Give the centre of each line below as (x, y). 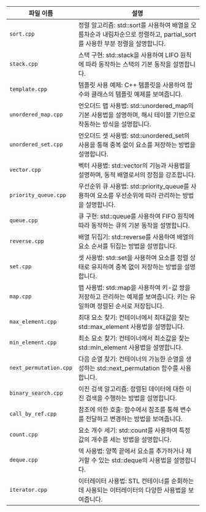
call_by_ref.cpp (33, 414)
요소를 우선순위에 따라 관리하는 (139, 196)
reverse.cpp (27, 241)
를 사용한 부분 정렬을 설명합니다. (122, 44)
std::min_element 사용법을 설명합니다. (131, 347)
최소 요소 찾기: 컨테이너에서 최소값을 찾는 (134, 338)
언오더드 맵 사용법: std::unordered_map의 (136, 106)
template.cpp (29, 89)
